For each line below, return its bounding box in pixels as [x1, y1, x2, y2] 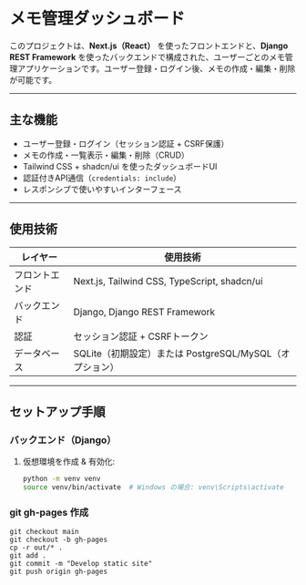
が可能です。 [9, 74, 57, 85]
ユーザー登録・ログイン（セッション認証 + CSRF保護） [22, 138, 229, 149]
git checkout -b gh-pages [9, 535, 107, 545]
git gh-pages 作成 [9, 506, 89, 518]
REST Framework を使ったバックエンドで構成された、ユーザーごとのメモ [9, 51, 285, 62]
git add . [9, 551, 47, 560]
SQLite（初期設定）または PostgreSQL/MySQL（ [73, 347, 281, 360]
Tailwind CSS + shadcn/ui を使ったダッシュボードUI [22, 160, 218, 171]
